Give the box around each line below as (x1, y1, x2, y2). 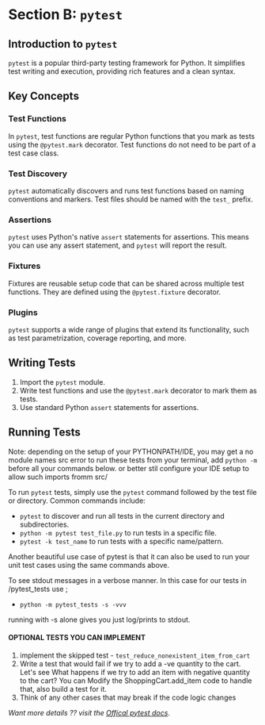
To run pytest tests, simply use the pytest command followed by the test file (8, 487, 257, 497)
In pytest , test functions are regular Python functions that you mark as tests (8, 131, 256, 140)
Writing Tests (8, 356, 77, 370)
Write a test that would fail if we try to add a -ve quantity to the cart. (19, 658, 241, 668)
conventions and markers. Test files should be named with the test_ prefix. (8, 194, 253, 204)
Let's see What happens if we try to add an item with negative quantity (19, 667, 251, 677)
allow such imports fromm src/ (8, 472, 108, 481)
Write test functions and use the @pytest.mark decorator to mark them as (19, 386, 257, 395)
